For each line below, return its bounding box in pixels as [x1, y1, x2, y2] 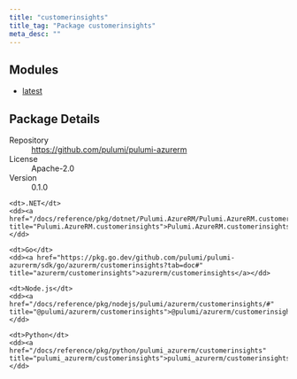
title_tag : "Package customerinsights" [9, 21, 156, 30]
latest [21, 86, 42, 97]
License [9, 154, 38, 164]
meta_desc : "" [9, 29, 62, 38]
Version [9, 173, 37, 182]
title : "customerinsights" [9, 12, 109, 22]
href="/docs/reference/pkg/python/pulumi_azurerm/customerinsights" [9, 346, 267, 355]
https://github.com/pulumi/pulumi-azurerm [31, 144, 187, 155]
